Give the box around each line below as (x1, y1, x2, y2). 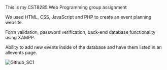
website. (5, 20, 23, 25)
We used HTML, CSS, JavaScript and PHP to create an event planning (5, 14, 152, 20)
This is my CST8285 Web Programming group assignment (5, 5, 127, 10)
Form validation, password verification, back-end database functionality (5, 29, 156, 35)
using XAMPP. (5, 35, 36, 40)
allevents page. (5, 50, 37, 55)
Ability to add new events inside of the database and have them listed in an (5, 44, 162, 50)
